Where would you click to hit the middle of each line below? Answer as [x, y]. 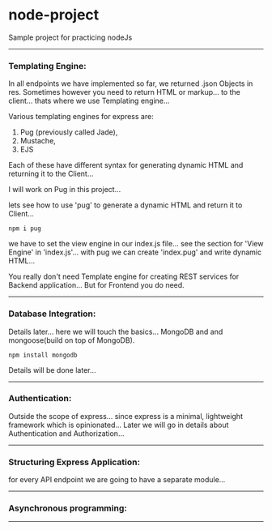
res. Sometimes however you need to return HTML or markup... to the [124, 92]
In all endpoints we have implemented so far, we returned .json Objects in [131, 83]
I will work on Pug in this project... [65, 190]
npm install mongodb [43, 355]
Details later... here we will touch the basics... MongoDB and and [116, 331]
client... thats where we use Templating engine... [89, 101]
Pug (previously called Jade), [69, 132]
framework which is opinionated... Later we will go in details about [119, 425]
